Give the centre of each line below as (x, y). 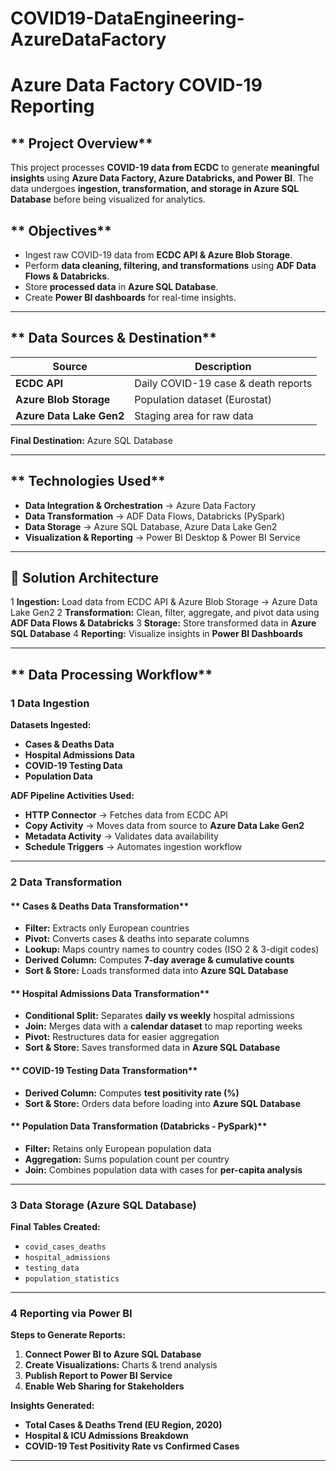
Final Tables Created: (55, 1227)
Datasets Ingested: (51, 725)
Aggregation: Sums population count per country (127, 1159)
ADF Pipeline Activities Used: (72, 796)
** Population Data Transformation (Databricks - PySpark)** (139, 1126)
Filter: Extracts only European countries (107, 928)
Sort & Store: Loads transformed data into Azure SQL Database (156, 971)
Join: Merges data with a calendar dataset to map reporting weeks (163, 1026)
